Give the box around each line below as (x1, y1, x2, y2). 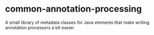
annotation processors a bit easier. (5, 24, 75, 30)
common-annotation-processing (5, 3, 142, 15)
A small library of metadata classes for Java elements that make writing (5, 19, 150, 25)
